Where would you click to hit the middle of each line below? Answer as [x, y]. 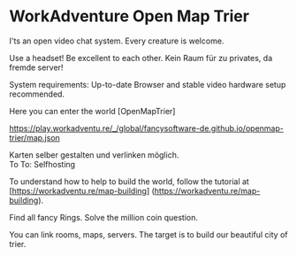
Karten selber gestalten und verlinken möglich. [94, 155]
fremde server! [36, 67]
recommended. [37, 94]
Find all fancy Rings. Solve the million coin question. [104, 217]
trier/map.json [34, 137]
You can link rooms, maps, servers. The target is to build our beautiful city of [148, 234]
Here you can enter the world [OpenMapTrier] [92, 111]
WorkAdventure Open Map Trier [129, 16]
